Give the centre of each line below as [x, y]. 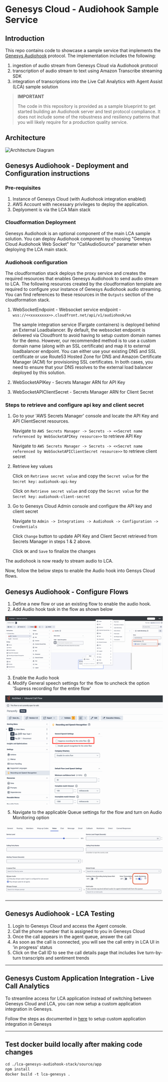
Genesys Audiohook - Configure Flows [67, 592]
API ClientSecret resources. [41, 421]
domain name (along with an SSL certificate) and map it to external [81, 346]
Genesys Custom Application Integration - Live [80, 978]
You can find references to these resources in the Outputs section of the [79, 295]
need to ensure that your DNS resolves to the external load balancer [82, 368]
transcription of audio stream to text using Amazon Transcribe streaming [87, 71]
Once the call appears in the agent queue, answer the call [72, 937]
